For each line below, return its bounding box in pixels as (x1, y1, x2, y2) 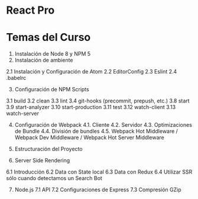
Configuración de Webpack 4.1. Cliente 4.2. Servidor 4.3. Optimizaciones (14, 121, 192, 129)
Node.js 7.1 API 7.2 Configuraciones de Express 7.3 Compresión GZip (14, 186, 181, 193)
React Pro (6, 4, 55, 17)
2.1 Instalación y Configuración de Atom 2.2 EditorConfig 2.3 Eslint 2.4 (6, 68, 177, 75)
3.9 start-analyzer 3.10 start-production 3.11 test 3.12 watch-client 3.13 (6, 104, 176, 111)
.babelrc (6, 75, 27, 82)
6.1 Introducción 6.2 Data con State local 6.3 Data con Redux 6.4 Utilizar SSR (6, 168, 193, 175)
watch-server (6, 110, 40, 117)
